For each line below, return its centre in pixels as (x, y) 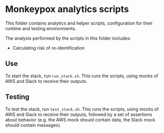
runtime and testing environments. (41, 28)
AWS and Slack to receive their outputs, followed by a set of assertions (79, 114)
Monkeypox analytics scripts (67, 9)
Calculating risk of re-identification (49, 48)
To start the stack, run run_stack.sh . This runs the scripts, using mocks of (82, 76)
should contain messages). (33, 125)
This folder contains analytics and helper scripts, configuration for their (79, 23)
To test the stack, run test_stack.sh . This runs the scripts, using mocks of (82, 109)
